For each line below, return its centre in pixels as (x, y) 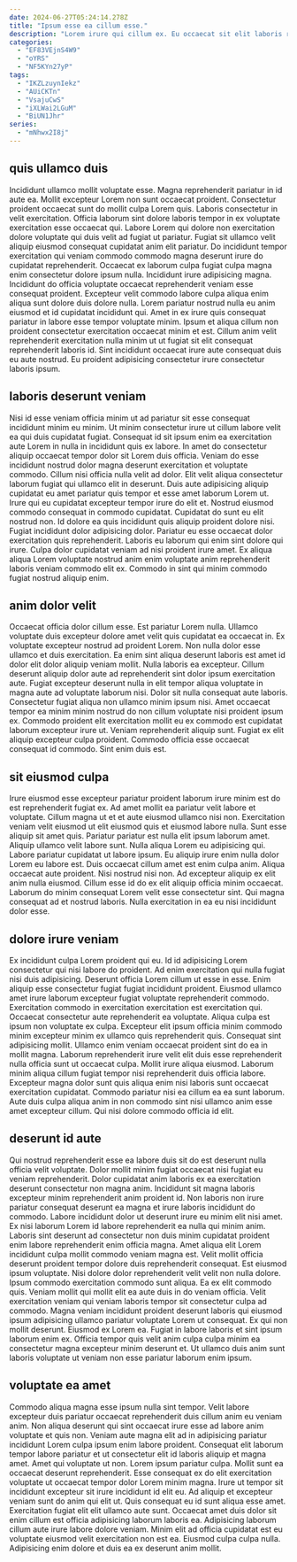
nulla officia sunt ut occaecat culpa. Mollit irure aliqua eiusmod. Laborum (141, 1063)
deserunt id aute (55, 1139)
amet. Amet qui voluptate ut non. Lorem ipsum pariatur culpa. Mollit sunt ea (147, 1463)
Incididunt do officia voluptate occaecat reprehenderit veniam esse (131, 283)
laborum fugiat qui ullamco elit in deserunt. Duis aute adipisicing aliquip (139, 483)
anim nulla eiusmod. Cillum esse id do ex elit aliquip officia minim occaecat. (146, 883)
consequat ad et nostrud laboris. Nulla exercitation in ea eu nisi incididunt (143, 902)
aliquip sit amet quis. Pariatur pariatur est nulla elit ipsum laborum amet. (140, 836)
